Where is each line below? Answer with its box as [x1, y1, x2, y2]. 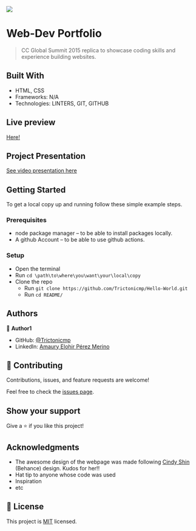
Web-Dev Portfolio [6, 27, 102, 41]
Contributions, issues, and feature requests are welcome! [6, 376, 150, 384]
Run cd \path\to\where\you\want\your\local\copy [15, 271, 141, 279]
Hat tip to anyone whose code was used [15, 471, 116, 479]
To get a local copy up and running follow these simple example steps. [6, 201, 183, 208]
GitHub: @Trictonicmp [15, 336, 71, 343]
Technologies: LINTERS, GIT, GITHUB [15, 100, 109, 107]
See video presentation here [6, 167, 77, 174]
